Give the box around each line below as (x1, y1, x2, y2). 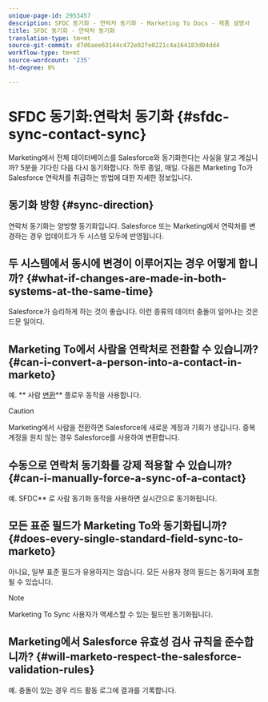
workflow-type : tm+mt (8, 49, 81, 57)
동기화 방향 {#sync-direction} (8, 198, 154, 212)
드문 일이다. (8, 317, 46, 326)
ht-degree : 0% (8, 64, 56, 72)
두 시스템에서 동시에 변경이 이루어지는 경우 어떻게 (8, 257, 236, 270)
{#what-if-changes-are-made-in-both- (26, 271, 227, 285)
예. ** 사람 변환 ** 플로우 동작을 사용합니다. (8, 390, 142, 400)
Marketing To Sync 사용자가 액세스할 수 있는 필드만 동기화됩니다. (8, 609, 214, 619)
